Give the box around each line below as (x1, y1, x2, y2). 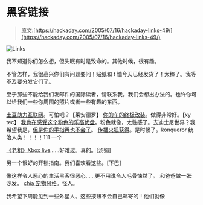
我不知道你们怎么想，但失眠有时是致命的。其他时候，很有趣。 (6, 57, 160, 65)
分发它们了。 (22, 78, 54, 85)
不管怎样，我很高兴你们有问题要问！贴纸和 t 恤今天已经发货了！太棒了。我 (6, 70, 192, 77)
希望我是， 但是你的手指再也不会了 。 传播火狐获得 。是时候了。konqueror (6, 126, 187, 133)
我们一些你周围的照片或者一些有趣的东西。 (16, 98, 123, 106)
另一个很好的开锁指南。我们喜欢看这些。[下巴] (6, 159, 122, 166)
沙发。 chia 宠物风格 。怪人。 (6, 179, 79, 187)
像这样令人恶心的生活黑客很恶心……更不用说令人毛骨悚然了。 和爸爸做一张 (6, 172, 192, 179)
